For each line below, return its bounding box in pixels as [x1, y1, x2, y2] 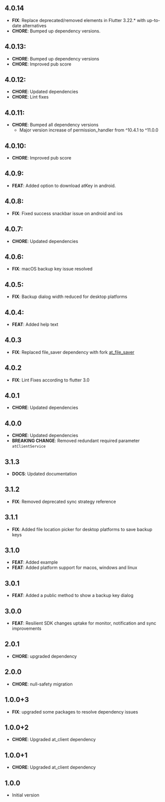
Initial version [11, 792, 39, 798]
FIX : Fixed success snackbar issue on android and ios [11, 210, 123, 216]
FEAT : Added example [11, 559, 58, 565]
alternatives [22, 22, 47, 28]
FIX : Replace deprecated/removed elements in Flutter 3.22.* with [11, 17, 146, 23]
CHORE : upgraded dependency [11, 653, 77, 659]
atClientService [11, 444, 46, 449]
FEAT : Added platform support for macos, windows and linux [11, 564, 138, 570]
